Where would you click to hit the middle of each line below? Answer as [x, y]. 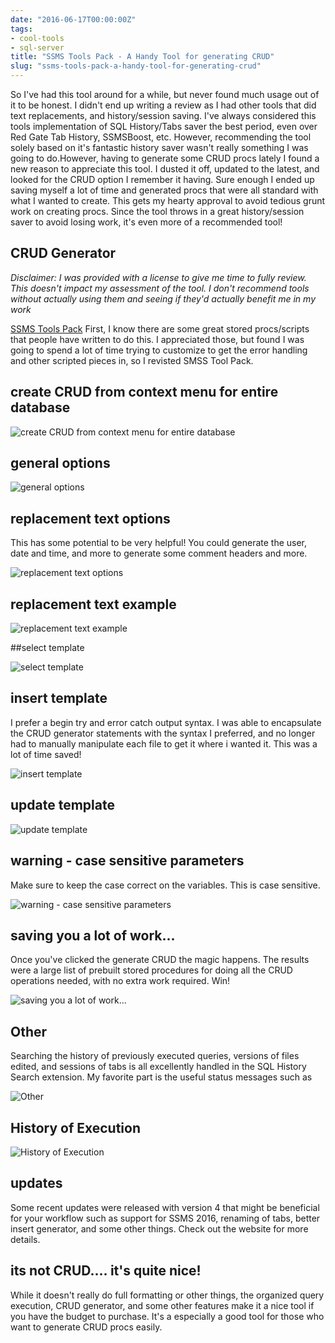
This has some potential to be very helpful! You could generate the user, [159, 543]
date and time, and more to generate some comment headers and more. [159, 553]
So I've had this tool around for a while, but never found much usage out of [165, 94]
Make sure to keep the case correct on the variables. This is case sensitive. [165, 885]
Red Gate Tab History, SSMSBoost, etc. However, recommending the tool [161, 137]
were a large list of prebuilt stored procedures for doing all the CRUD [151, 970]
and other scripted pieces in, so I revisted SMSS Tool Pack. [132, 360]
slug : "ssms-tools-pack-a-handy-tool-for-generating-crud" [136, 66]
